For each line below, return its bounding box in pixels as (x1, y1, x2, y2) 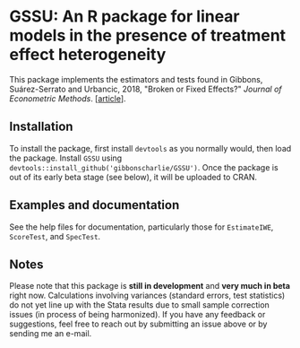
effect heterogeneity (9, 45, 167, 65)
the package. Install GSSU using (9, 152, 123, 163)
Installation (9, 119, 73, 135)
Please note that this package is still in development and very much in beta (9, 281, 291, 291)
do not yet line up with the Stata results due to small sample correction (9, 300, 270, 310)
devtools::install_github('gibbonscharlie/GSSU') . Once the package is (9, 161, 279, 172)
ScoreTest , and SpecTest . (9, 231, 101, 241)
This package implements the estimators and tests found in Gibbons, (9, 74, 263, 84)
